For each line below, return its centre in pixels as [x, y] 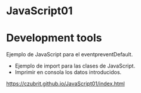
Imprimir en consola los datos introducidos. [68, 72]
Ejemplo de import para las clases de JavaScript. [75, 66]
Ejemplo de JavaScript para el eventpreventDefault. [70, 54]
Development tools [54, 38]
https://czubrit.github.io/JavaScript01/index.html [66, 84]
